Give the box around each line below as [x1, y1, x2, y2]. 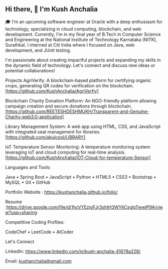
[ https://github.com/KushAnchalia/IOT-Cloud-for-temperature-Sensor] [5, 154, 151, 161]
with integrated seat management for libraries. [5, 128, 101, 134]
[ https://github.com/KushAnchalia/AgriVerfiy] [5, 88, 99, 94]
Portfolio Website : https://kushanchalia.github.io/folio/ [5, 189, 118, 195]
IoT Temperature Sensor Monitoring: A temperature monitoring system [5, 144, 150, 150]
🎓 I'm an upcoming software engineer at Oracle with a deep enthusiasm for [5, 19, 163, 25]
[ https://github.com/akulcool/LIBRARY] [5, 134, 86, 140]
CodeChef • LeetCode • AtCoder [5, 229, 74, 235]
